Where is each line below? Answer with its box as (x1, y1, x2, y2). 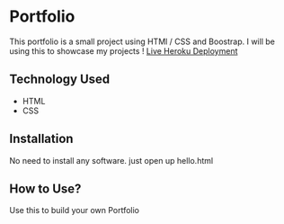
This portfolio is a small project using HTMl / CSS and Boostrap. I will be (9, 36, 276, 47)
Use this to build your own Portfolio (9, 205, 140, 216)
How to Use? (9, 181, 82, 196)
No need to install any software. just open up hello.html (9, 155, 214, 166)
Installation (9, 131, 74, 147)
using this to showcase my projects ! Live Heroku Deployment (9, 45, 238, 56)
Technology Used (9, 72, 111, 87)
